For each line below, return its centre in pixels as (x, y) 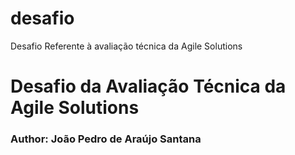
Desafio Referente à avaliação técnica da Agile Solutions (126, 46)
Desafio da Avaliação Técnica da (148, 86)
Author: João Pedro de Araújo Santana (106, 139)
